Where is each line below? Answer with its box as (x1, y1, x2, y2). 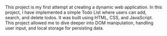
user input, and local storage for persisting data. (5, 25, 104, 31)
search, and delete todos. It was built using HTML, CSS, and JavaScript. (5, 15, 153, 20)
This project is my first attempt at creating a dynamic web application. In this (5, 4, 163, 10)
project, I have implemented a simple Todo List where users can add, (5, 9, 147, 15)
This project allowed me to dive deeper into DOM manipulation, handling (5, 20, 154, 26)
